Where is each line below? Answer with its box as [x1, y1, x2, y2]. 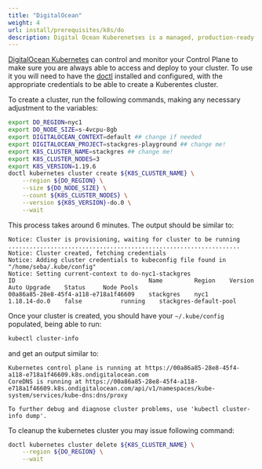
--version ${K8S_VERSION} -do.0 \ [22, 198, 132, 206]
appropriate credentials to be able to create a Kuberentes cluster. [8, 80, 219, 89]
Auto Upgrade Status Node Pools [8, 283, 139, 291]
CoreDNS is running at [8, 377, 82, 385]
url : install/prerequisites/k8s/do [8, 26, 125, 34]
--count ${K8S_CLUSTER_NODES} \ [22, 191, 128, 199]
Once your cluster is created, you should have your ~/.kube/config [8, 311, 225, 320]
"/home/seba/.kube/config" [8, 263, 96, 271]
